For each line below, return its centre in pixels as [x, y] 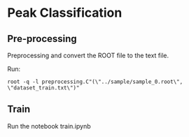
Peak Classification [65, 13]
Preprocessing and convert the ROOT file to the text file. [88, 55]
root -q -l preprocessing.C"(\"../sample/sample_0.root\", [95, 82]
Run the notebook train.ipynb [49, 126]
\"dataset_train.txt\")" [43, 88]
